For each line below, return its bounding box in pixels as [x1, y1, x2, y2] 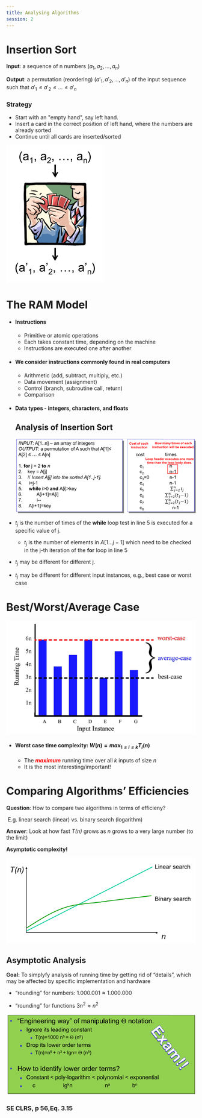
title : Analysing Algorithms [6, 10, 79, 16]
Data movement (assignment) [23, 378, 97, 385]
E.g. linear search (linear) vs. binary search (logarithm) [7, 815, 143, 823]
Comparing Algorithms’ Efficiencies [6, 784, 189, 798]
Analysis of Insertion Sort [14, 422, 113, 432]
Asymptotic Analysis [6, 955, 87, 966]
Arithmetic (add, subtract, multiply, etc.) [23, 371, 123, 379]
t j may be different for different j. [14, 558, 96, 567]
